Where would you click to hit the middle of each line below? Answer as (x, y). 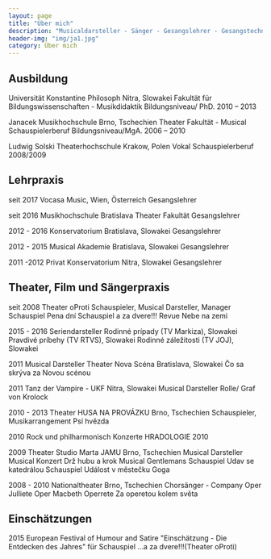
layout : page (30, 16)
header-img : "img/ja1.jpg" (54, 38)
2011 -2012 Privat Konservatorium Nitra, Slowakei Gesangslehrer (115, 262)
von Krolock (28, 397)
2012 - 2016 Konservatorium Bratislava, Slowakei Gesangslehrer (115, 231)
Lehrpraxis (36, 180)
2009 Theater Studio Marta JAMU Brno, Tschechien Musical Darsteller (126, 452)
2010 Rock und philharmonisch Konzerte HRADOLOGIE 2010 (108, 436)
